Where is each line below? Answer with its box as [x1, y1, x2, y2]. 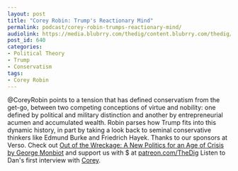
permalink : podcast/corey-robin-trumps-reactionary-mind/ [7, 23, 182, 31]
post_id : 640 [7, 37, 46, 44]
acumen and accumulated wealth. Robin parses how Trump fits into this [7, 118, 217, 127]
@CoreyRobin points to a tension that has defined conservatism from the [7, 96, 220, 104]
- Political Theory [7, 50, 65, 57]
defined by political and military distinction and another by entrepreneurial [7, 111, 223, 119]
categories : [7, 43, 42, 50]
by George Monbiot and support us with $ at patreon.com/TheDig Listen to [7, 148, 226, 157]
